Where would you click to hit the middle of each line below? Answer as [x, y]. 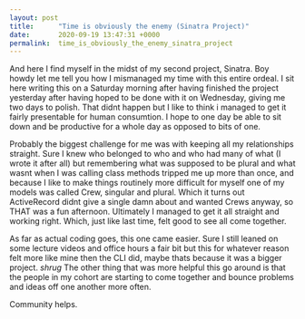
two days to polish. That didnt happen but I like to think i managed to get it [148, 107]
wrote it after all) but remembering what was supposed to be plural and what [152, 163]
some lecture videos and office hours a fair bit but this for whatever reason [149, 248]
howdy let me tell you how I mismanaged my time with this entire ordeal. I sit [152, 79]
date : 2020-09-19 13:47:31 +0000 [85, 34]
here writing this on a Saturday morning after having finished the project [144, 88]
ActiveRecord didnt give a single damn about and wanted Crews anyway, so [151, 202]
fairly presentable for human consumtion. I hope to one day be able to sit [145, 117]
